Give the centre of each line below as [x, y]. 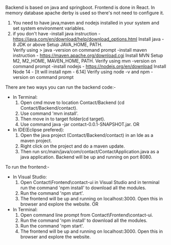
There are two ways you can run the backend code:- [60, 87]
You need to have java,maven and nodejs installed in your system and [86, 23]
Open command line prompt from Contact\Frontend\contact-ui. [87, 215]
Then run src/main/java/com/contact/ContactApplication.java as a [90, 151]
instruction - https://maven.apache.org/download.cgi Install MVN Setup [88, 55]
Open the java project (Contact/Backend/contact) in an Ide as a [87, 135]
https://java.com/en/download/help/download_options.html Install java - [88, 39]
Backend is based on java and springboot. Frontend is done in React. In [80, 7]
